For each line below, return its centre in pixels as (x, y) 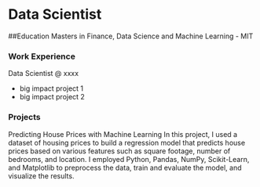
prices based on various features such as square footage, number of (119, 151)
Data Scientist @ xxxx (44, 74)
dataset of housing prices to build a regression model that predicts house (127, 142)
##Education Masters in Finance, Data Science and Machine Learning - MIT (131, 36)
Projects (24, 117)
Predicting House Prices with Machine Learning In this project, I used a (123, 134)
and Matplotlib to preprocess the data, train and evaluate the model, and (125, 167)
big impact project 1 (51, 88)
